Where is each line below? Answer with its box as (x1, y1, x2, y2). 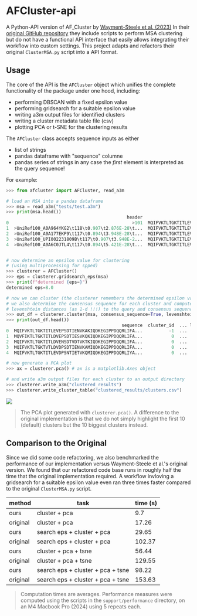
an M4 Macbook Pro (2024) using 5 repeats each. (20, 603, 142, 610)
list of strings (14, 146, 47, 153)
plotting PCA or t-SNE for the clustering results (14, 123, 128, 130)
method (9, 499, 31, 507)
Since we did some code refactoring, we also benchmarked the (6, 454, 159, 461)
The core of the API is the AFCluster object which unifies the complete (6, 81, 176, 88)
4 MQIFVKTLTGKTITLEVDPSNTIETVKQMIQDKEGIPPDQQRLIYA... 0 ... (6, 350, 188, 356)
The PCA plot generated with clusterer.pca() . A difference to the (20, 409, 179, 416)
